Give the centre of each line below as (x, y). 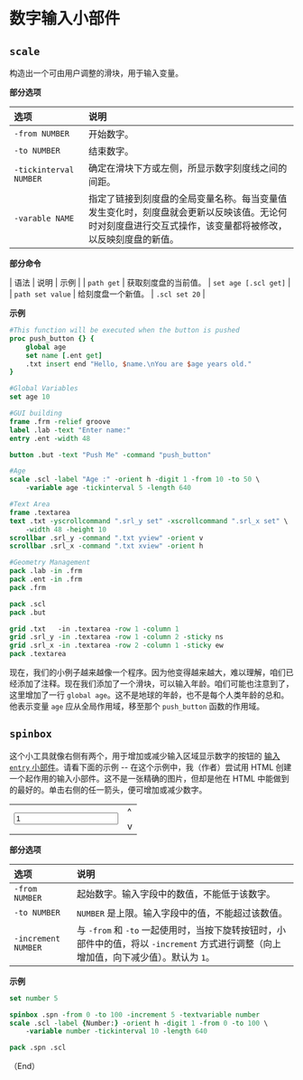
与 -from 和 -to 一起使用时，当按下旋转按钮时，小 (181, 930)
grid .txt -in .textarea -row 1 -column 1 (94, 629)
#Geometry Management (50, 563)
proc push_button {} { (52, 338)
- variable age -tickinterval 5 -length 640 (109, 488)
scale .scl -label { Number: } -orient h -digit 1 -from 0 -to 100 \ (139, 1023)
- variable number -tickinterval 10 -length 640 (116, 1031)
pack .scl (28, 604)
